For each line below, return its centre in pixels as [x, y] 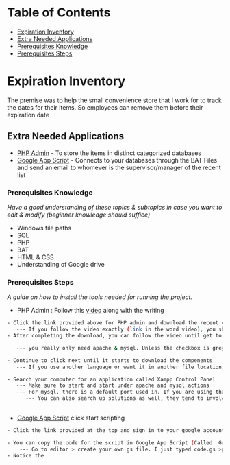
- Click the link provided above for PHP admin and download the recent [113, 323]
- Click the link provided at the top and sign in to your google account [116, 430]
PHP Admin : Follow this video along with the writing [90, 311]
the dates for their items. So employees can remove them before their [105, 107]
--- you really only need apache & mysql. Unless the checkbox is [113, 348]
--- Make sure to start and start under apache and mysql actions [113, 385]
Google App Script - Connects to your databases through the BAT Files [117, 160]
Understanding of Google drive [61, 264]
